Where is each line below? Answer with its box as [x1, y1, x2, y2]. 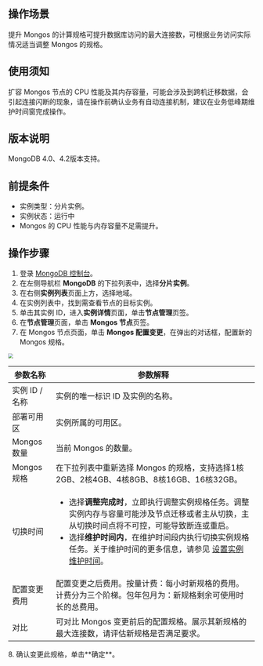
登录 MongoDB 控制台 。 [19, 269, 98, 278]
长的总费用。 [56, 601, 103, 612]
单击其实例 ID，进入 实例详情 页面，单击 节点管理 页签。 [19, 308, 193, 318]
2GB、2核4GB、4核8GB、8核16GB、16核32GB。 [56, 474, 243, 485]
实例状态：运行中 [19, 211, 75, 221]
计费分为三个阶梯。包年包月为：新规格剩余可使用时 [56, 589, 244, 600]
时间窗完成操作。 [14, 107, 70, 116]
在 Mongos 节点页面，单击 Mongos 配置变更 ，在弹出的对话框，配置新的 [19, 328, 253, 337]
